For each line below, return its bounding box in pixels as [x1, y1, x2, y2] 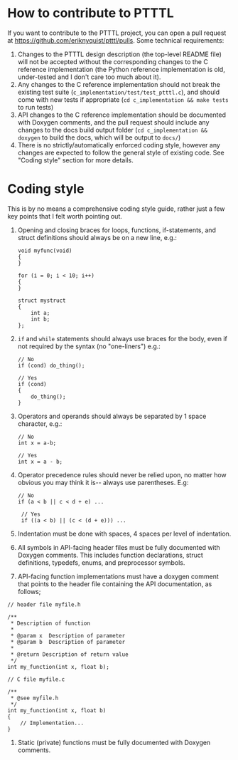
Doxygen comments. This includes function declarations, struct [17, 551, 204, 559]
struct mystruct [17, 297, 66, 304]
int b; [31, 316, 50, 323]
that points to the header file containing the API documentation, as [17, 579, 212, 588]
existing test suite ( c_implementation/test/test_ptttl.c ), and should [17, 88, 220, 96]
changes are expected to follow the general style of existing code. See [17, 148, 225, 157]
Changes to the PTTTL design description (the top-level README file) [17, 50, 222, 58]
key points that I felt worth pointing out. [7, 212, 123, 220]
